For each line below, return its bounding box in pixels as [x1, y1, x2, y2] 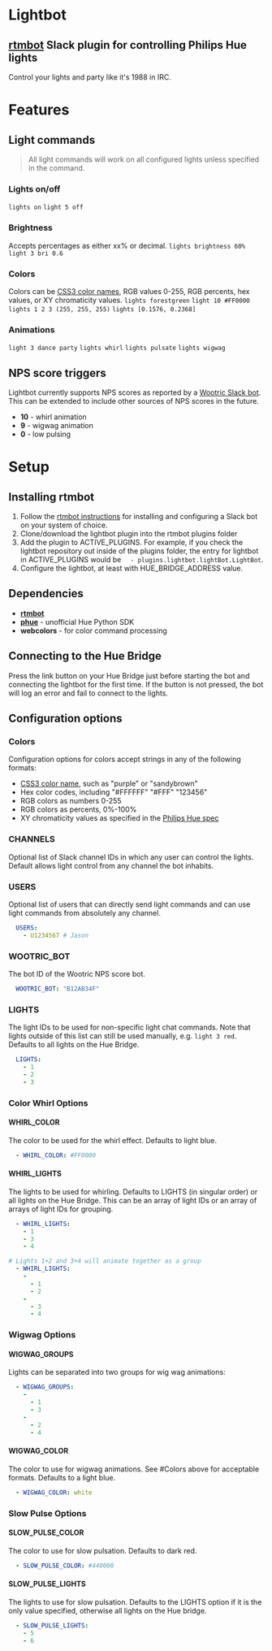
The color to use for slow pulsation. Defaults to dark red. [8, 1545, 197, 1555]
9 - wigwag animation [19, 421, 93, 430]
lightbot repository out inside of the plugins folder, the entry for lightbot [19, 546, 259, 556]
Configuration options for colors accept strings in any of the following [8, 754, 241, 765]
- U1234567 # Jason [23, 931, 89, 939]
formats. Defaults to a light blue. [8, 1472, 116, 1482]
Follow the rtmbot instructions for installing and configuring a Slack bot [19, 512, 258, 521]
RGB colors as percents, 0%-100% [19, 804, 137, 814]
